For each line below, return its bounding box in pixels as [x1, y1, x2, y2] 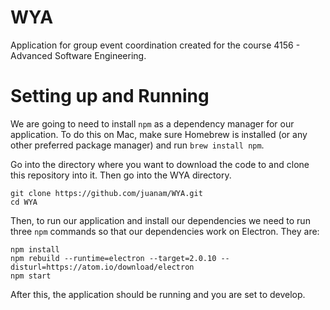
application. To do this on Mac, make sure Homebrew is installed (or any [10, 128, 308, 140]
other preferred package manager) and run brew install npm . [10, 139, 265, 151]
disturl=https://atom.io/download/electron [10, 262, 195, 272]
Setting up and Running [10, 85, 210, 108]
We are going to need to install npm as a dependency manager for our [10, 117, 295, 130]
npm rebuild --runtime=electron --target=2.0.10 [10, 253, 217, 263]
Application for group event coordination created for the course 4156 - [10, 39, 301, 51]
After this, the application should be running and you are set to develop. [10, 288, 306, 300]
